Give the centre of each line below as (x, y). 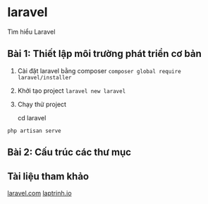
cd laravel (32, 117)
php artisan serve (34, 131)
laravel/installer (44, 77)
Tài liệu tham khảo (48, 176)
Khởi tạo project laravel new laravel (72, 90)
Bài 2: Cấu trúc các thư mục (69, 152)
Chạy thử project (42, 104)
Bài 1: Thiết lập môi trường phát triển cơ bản (105, 54)
